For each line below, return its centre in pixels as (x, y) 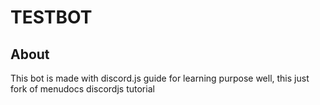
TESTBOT (51, 17)
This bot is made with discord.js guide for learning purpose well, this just (160, 78)
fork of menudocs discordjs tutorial (82, 89)
